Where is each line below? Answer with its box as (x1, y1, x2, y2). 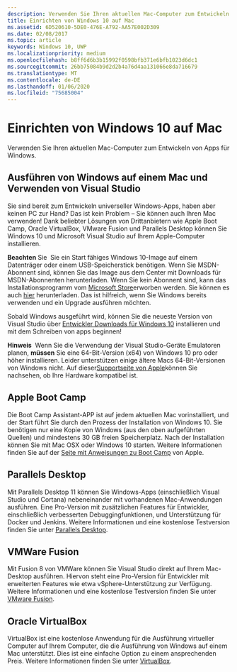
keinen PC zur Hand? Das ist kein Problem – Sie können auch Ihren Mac (7, 209, 216, 217)
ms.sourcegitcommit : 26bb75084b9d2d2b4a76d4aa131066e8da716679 (7, 63, 198, 70)
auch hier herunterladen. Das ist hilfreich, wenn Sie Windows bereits (7, 290, 207, 299)
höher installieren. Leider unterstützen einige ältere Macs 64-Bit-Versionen (7, 356, 226, 364)
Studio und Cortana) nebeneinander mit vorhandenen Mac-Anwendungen (7, 495, 223, 504)
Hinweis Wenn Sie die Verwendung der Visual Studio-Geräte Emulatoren (7, 341, 221, 349)
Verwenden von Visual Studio (7, 182, 141, 195)
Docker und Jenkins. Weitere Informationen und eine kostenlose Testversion (7, 517, 230, 526)
